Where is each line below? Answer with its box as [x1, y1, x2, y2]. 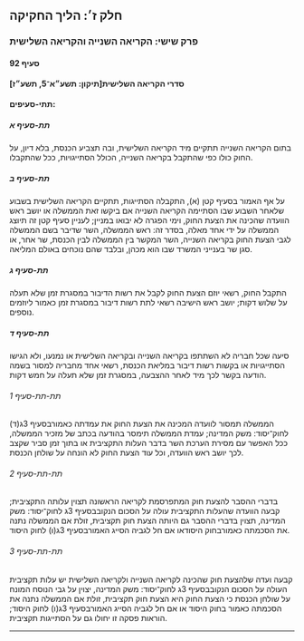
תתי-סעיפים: [9, 99, 56, 110]
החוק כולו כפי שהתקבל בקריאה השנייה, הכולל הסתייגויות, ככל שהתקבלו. [9, 152, 253, 163]
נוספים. [9, 306, 34, 317]
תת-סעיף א [9, 119, 51, 131]
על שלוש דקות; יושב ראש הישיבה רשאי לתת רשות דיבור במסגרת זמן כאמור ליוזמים [9, 297, 288, 308]
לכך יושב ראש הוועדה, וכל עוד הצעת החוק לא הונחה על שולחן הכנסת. [9, 447, 244, 458]
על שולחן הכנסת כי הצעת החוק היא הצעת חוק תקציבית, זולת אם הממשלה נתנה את [9, 593, 291, 604]
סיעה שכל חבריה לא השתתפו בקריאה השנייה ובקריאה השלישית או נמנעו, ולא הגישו [9, 350, 290, 361]
